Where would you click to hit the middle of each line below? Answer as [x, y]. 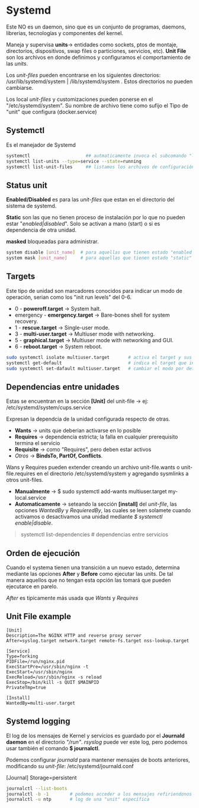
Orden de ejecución [43, 553]
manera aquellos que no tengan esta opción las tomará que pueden [89, 580]
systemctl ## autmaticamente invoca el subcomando [96, 156]
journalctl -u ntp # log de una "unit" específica [78, 800]
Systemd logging [38, 722]
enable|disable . [34, 523]
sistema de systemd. [31, 206]
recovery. [26, 321]
